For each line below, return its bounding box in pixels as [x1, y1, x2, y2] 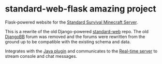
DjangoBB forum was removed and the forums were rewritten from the [5, 34, 146, 39]
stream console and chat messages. [5, 53, 77, 59]
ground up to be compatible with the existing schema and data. [5, 38, 131, 44]
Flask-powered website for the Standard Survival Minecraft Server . [5, 19, 138, 25]
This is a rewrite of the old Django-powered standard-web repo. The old [5, 28, 149, 34]
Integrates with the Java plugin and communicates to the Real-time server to [5, 48, 158, 54]
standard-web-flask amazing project [5, 3, 156, 14]
